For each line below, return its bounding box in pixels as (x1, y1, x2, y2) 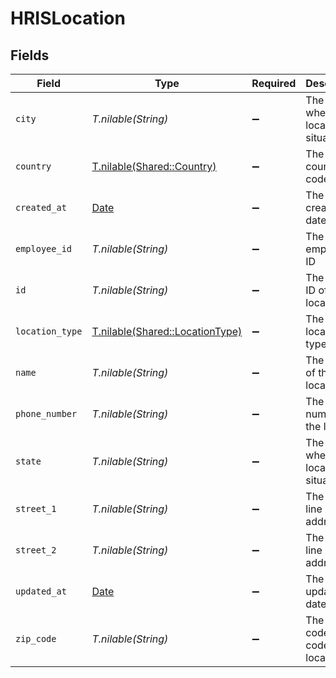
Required (251, 77, 297, 90)
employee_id (15, 243, 73, 254)
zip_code (15, 633, 57, 644)
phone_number (15, 408, 78, 419)
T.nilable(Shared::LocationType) (91, 325, 243, 338)
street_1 (15, 503, 57, 514)
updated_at (15, 586, 67, 597)
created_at (15, 202, 67, 213)
